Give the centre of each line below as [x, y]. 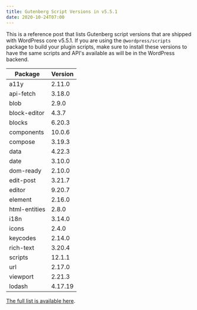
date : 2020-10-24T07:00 [35, 17]
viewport [21, 276]
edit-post [22, 180]
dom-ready [25, 171]
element [20, 199]
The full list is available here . [41, 301]
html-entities [27, 209]
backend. [17, 59]
